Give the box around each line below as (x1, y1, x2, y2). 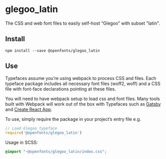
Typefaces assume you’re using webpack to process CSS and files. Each (5, 75, 156, 81)
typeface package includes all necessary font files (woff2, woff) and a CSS (5, 81, 161, 87)
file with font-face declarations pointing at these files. (5, 86, 116, 92)
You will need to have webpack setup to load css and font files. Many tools (5, 96, 160, 102)
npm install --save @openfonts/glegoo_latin (5, 48, 100, 53)
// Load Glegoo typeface (5, 126, 57, 131)
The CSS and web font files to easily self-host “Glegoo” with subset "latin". (5, 20, 160, 26)
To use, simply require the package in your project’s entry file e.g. (5, 116, 141, 122)
